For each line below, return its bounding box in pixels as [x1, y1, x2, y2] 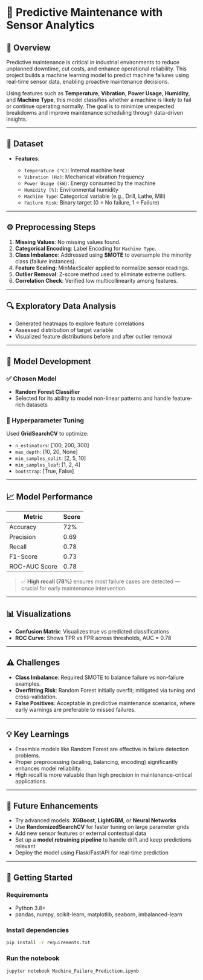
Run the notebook [6, 954, 60, 962]
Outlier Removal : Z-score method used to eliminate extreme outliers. [14, 270, 187, 278]
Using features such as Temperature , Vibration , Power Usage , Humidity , [6, 90, 190, 96]
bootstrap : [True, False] [14, 467, 74, 475]
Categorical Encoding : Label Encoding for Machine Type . [14, 245, 156, 252]
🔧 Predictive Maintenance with [6, 5, 163, 19]
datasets [26, 401, 48, 408]
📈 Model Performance [6, 492, 93, 502]
